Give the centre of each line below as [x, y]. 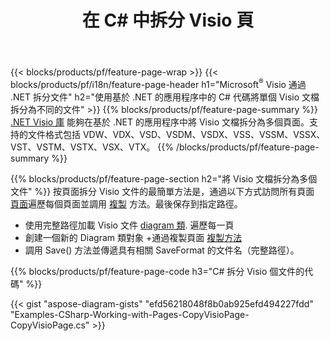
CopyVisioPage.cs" [50, 325]
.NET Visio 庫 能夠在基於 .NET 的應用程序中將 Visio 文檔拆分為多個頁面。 [160, 122]
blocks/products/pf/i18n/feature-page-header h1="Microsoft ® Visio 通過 [158, 83]
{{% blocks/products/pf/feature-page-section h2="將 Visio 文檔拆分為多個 [164, 178]
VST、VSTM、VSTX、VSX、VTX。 [83, 147]
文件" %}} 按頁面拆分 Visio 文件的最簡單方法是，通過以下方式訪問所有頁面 [162, 191]
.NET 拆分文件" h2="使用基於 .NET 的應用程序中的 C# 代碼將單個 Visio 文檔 [165, 97]
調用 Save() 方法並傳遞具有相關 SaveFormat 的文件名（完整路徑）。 [162, 250]
